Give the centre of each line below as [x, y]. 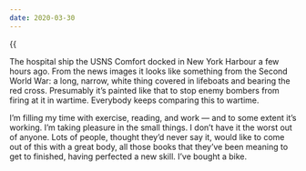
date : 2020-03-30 [42, 18]
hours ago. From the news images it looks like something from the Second [149, 71]
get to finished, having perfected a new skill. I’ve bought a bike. [128, 156]
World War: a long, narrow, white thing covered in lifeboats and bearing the [150, 80]
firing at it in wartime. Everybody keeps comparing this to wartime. [134, 100]
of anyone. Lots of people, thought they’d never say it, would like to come [147, 136]
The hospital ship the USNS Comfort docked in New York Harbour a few [144, 61]
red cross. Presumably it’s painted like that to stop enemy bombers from [144, 90]
